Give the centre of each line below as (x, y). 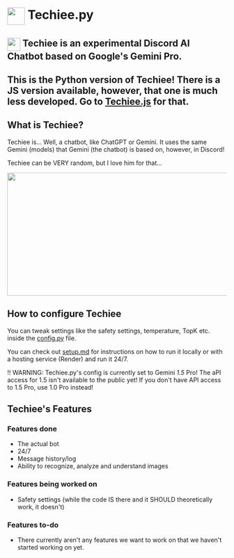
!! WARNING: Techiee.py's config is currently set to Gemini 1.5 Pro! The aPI (114, 372)
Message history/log (47, 459)
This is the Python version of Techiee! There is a (114, 80)
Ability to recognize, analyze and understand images (93, 466)
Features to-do (33, 525)
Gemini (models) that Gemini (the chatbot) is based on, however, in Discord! (116, 149)
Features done (32, 429)
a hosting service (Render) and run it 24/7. (68, 359)
